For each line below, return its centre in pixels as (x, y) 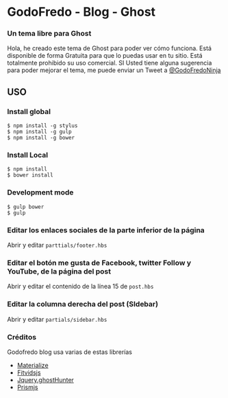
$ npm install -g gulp (39, 132)
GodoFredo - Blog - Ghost (81, 12)
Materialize (33, 365)
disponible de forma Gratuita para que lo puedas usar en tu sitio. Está (105, 56)
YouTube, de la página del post (59, 271)
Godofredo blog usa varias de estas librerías (69, 352)
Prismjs (27, 387)
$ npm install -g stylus (42, 126)
